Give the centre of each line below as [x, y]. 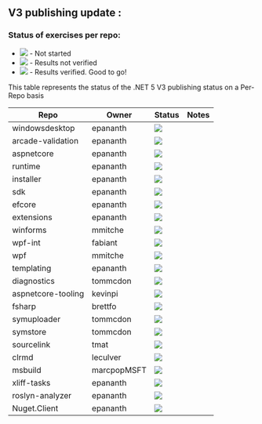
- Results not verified [64, 63]
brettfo [104, 306]
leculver [106, 357]
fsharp [24, 306]
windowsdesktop [44, 128]
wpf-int [26, 242]
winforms [29, 230]
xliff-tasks [31, 382]
